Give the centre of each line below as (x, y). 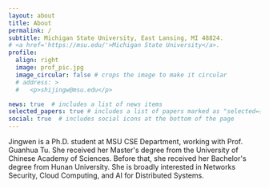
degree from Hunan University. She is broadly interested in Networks (122, 167)
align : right (37, 61)
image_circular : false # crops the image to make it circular (121, 75)
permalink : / (30, 30)
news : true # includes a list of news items (85, 104)
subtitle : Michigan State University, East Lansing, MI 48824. (116, 38)
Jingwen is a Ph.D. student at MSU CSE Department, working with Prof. (126, 141)
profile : (23, 53)
